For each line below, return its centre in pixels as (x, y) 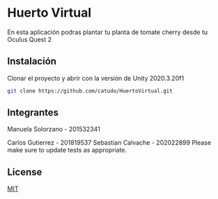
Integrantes (33, 113)
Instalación (32, 62)
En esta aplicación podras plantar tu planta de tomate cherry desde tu (108, 32)
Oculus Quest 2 (30, 39)
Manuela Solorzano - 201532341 (54, 129)
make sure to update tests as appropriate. (67, 150)
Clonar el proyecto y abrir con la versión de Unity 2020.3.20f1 (96, 78)
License (25, 172)
